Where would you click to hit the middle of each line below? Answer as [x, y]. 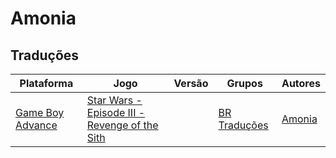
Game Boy [40, 112]
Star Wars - [114, 100]
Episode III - [116, 112]
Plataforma [46, 83]
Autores [301, 83]
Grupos [244, 83]
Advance [36, 125]
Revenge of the [122, 125]
